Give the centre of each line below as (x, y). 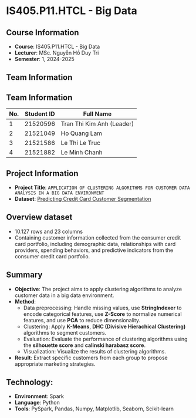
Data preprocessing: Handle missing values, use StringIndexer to (102, 308)
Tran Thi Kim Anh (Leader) (97, 124)
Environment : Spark (39, 396)
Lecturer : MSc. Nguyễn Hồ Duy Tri (57, 53)
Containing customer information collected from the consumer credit (98, 237)
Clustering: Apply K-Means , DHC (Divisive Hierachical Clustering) (104, 326)
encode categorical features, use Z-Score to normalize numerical (102, 314)
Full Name (97, 114)
